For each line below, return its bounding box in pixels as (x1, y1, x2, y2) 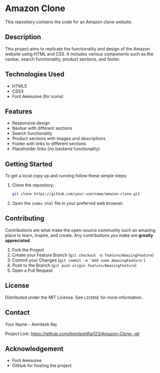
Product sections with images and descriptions (12, 136, 106, 141)
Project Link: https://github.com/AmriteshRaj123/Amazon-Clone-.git (5, 330, 140, 337)
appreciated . (5, 237, 31, 243)
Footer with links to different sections (12, 141, 86, 147)
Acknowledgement (5, 344, 64, 353)
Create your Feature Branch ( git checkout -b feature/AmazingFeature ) (12, 252, 154, 258)
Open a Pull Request (12, 267, 53, 273)
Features (5, 107, 32, 115)
